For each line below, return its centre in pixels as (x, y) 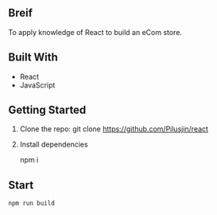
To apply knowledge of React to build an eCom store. (95, 32)
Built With (33, 58)
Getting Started (47, 110)
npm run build (32, 203)
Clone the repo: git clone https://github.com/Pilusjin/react (114, 129)
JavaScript (37, 85)
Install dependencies (54, 145)
